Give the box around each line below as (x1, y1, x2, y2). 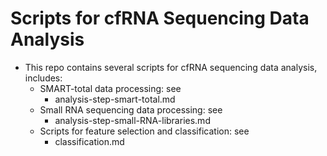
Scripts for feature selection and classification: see (39, 125, 250, 137)
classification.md (54, 135, 125, 147)
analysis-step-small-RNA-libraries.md (54, 114, 211, 126)
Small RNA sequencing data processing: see (39, 103, 223, 116)
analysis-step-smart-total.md (54, 93, 176, 105)
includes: (24, 72, 63, 84)
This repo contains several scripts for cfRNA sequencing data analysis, (24, 61, 318, 73)
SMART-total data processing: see (39, 82, 182, 94)
